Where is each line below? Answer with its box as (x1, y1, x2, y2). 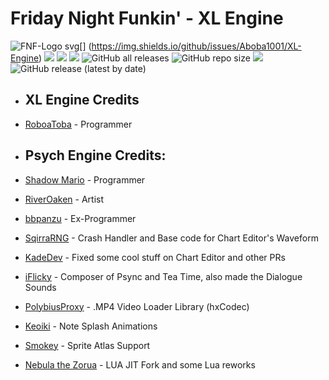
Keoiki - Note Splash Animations (24, 320, 158, 332)
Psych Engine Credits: (24, 147, 167, 164)
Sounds (24, 281, 57, 293)
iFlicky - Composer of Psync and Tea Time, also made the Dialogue (24, 270, 303, 282)
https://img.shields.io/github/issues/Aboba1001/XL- (91, 40, 302, 52)
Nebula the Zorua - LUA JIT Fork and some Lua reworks (24, 358, 256, 371)
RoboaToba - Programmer (24, 118, 133, 130)
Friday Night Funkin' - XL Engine (10, 7, 284, 30)
